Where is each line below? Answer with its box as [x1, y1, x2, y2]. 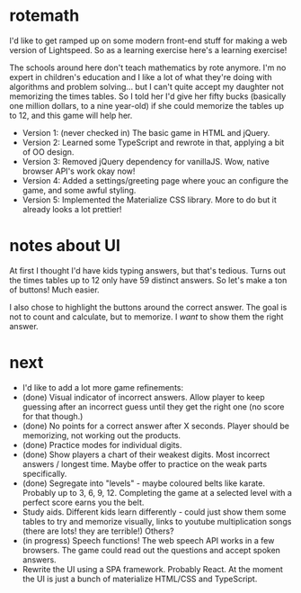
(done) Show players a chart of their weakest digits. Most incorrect [22, 449, 270, 460]
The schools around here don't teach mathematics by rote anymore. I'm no [9, 62, 287, 73]
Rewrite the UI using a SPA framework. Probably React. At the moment [22, 563, 283, 574]
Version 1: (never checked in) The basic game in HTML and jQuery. [22, 127, 270, 138]
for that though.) [22, 410, 84, 421]
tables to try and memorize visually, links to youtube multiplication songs [22, 516, 292, 526]
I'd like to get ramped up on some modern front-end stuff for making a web [9, 35, 288, 46]
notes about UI [9, 236, 121, 256]
